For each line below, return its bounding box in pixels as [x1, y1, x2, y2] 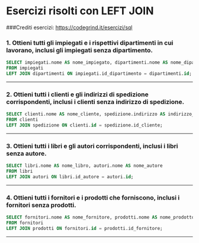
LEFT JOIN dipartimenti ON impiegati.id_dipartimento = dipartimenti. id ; [6, 70, 192, 77]
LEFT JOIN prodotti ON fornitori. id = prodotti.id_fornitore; [6, 225, 163, 231]
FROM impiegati [6, 65, 44, 71]
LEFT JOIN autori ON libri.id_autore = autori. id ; [6, 173, 134, 179]
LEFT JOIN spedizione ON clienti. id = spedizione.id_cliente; [6, 122, 163, 128]
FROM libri [6, 168, 33, 174]
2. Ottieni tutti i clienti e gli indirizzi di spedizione [6, 90, 149, 99]
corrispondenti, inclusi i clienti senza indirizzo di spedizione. [6, 97, 185, 106]
